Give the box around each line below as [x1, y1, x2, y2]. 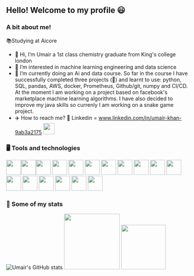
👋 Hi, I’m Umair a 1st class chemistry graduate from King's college [14, 50, 176, 58]
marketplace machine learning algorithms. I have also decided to [14, 95, 173, 102]
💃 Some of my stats [6, 199, 63, 208]
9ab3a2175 [14, 128, 42, 136]
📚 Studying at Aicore [6, 37, 58, 44]
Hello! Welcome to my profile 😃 [6, 5, 126, 15]
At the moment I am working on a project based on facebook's [14, 88, 168, 96]
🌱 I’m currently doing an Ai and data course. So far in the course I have [14, 69, 188, 77]
